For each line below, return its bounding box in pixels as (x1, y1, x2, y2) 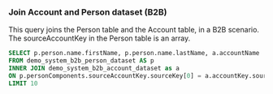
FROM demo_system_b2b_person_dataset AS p (8, 57, 154, 65)
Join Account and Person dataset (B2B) (8, 6, 167, 18)
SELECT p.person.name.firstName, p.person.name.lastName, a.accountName (8, 49, 260, 58)
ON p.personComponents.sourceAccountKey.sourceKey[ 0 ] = (8, 71, 201, 79)
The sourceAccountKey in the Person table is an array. (8, 33, 191, 43)
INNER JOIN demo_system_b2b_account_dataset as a (8, 64, 180, 73)
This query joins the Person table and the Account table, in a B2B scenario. (8, 25, 260, 35)
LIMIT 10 (8, 79, 38, 88)
